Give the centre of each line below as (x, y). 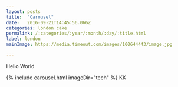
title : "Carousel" (30, 17)
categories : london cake (37, 28)
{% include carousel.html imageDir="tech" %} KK (66, 78)
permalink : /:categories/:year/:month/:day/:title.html (76, 34)
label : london (24, 39)
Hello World (20, 66)
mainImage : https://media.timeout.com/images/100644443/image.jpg (89, 45)
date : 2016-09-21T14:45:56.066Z (49, 22)
